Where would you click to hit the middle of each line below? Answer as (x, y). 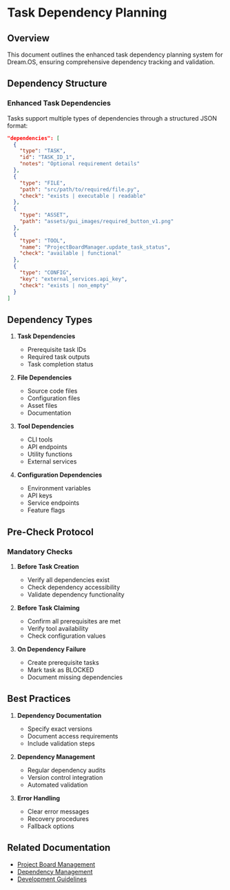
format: (18, 125)
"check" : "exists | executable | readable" (83, 196)
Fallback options (51, 826)
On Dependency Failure (51, 649)
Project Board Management (56, 864)
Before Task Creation (48, 566)
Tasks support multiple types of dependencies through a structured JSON (112, 118)
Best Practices (39, 699)
